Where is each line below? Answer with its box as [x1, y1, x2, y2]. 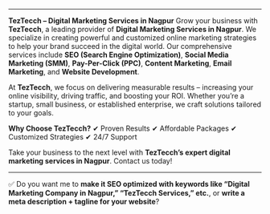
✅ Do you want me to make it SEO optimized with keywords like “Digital [8, 180, 251, 188]
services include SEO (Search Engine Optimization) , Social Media [8, 50, 229, 59]
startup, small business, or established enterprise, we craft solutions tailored [8, 99, 262, 109]
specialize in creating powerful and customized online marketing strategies [8, 33, 257, 42]
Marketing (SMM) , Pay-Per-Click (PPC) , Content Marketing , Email [8, 59, 232, 68]
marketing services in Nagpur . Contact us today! [8, 156, 173, 165]
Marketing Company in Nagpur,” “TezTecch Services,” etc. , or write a [8, 188, 245, 197]
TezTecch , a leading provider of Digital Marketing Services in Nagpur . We [8, 25, 257, 34]
